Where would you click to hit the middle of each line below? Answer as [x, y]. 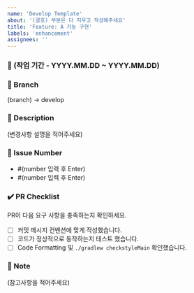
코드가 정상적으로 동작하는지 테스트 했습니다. [78, 239]
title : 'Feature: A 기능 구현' [50, 27]
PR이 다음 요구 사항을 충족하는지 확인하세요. [67, 215]
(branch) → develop [36, 100]
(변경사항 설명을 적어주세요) [45, 134]
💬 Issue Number [35, 152]
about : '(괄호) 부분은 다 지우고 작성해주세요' [67, 20]
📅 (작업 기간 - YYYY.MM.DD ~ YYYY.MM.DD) [83, 66]
